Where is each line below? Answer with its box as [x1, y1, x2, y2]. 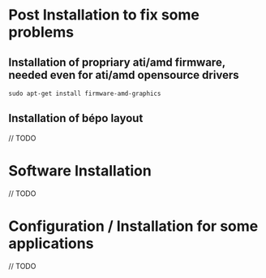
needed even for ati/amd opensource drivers [8, 67, 239, 82]
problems [8, 23, 75, 41]
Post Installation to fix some [8, 6, 200, 24]
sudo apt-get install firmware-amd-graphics [8, 89, 161, 98]
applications [8, 234, 94, 253]
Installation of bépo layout [8, 111, 144, 125]
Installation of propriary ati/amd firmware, [8, 55, 225, 69]
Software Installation [8, 162, 152, 180]
